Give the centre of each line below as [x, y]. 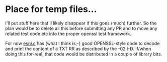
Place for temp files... [51, 9]
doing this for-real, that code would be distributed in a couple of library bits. [84, 54]
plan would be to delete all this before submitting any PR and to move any [81, 28]
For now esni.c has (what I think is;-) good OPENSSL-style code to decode [82, 43]
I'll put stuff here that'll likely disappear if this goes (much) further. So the [81, 23]
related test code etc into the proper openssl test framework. [68, 33]
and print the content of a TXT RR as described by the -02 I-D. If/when [78, 48]
